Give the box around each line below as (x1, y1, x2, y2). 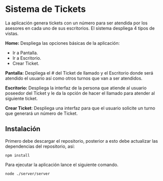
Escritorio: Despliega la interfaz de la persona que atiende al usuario (5, 85, 147, 90)
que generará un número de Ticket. (5, 110, 78, 116)
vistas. (5, 30, 19, 36)
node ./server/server (5, 171, 50, 176)
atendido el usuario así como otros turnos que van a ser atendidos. (5, 75, 143, 81)
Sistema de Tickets (5, 3, 86, 15)
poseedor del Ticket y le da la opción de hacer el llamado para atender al (5, 90, 156, 96)
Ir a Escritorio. (12, 55, 41, 61)
